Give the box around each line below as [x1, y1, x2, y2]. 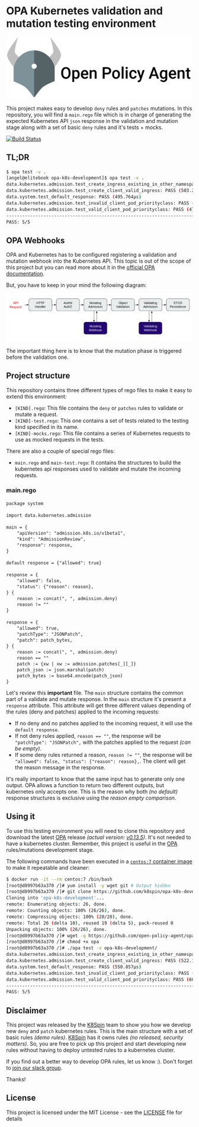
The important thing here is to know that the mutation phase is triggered [6, 347, 182, 354]
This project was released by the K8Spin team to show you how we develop [6, 1021, 191, 1028]
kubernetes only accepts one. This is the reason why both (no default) [6, 788, 178, 795]
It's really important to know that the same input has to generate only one [6, 775, 185, 782]
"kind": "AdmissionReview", [17, 536, 86, 542]
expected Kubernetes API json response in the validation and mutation [6, 117, 178, 124]
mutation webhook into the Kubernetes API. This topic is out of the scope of [6, 257, 191, 265]
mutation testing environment [6, 17, 156, 30]
